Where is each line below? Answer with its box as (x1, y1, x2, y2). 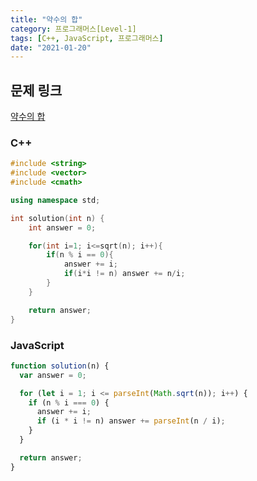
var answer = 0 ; (19, 370, 87, 380)
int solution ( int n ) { (10, 213, 105, 223)
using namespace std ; (10, 195, 101, 205)
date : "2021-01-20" (10, 42, 92, 53)
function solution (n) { (10, 361, 110, 371)
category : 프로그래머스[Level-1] (10, 24, 137, 34)
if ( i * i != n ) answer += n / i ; (63, 269, 186, 279)
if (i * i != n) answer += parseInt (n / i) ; (36, 416, 226, 426)
